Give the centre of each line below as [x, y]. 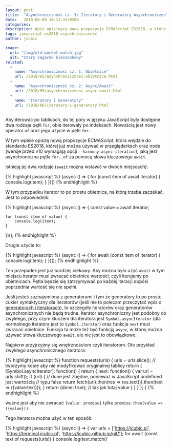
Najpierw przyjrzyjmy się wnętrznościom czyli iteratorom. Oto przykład [80, 345]
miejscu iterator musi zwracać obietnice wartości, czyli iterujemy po [77, 276]
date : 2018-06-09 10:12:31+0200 [42, 19]
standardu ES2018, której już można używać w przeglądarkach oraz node [83, 146]
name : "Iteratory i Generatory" [49, 100]
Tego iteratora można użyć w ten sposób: [49, 418]
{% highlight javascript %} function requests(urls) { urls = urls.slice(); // [81, 360]
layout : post [19, 10]
